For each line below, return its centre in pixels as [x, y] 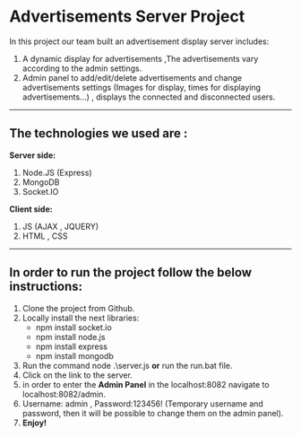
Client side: [31, 209]
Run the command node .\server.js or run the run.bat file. [127, 365]
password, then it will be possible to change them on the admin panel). [153, 413]
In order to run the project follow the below [131, 272]
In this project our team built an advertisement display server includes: [139, 41]
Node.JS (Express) [57, 172]
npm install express [71, 346]
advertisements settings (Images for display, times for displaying [142, 87]
